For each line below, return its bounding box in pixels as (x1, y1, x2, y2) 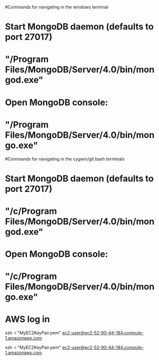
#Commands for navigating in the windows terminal (5, 4, 108, 10)
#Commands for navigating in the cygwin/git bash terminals (5, 156, 125, 162)
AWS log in (5, 314, 50, 325)
